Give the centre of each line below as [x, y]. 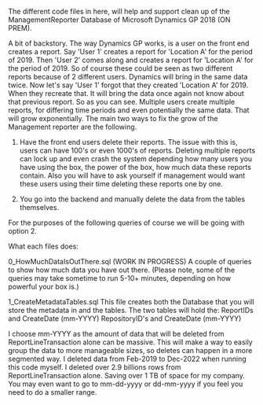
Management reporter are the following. [73, 127]
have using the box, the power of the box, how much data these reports [135, 167]
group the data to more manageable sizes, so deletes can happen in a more [130, 350]
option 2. [23, 231]
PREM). [20, 28]
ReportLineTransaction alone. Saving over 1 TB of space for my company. [127, 376]
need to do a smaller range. [53, 392]
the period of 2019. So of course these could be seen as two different [121, 68]
